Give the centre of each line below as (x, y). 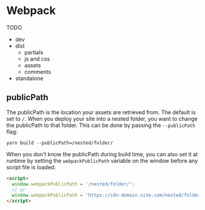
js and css (37, 59)
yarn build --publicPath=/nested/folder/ (60, 143)
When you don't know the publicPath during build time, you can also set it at (102, 154)
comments (38, 71)
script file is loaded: (31, 167)
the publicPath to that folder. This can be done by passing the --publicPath (101, 125)
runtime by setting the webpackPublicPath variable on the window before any (102, 161)
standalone (29, 78)
